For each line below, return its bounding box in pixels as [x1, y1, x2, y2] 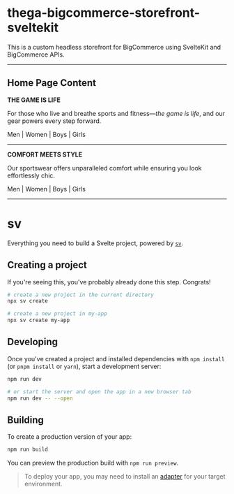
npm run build [7, 446, 49, 453]
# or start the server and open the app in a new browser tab [7, 388, 192, 395]
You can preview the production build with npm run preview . [7, 459, 179, 467]
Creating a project [7, 259, 87, 271]
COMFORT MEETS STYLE [7, 150, 83, 159]
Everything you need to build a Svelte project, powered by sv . [7, 239, 184, 247]
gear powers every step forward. [7, 117, 102, 125]
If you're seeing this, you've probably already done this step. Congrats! [7, 277, 211, 286]
